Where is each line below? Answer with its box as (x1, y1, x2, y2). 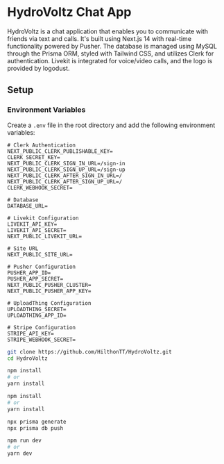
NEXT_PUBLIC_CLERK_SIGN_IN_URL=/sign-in (7, 160, 126, 167)
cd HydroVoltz (7, 355, 49, 362)
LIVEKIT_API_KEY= (7, 220, 58, 228)
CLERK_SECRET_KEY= (7, 154, 60, 160)
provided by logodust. (7, 64, 70, 72)
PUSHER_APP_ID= (7, 269, 51, 276)
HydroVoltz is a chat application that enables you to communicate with (7, 27, 209, 35)
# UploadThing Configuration (7, 299, 92, 306)
